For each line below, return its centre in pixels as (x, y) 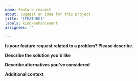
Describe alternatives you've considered (47, 65)
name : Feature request (28, 10)
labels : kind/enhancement (31, 23)
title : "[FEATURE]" (25, 19)
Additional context (24, 74)
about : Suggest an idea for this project (48, 14)
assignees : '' (20, 28)
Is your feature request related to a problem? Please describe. (69, 46)
